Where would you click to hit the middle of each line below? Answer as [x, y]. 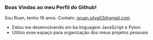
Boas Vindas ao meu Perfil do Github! [51, 7]
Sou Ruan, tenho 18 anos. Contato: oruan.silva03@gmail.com [68, 18]
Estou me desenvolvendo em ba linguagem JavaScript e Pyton [76, 27]
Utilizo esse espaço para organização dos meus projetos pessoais [80, 33]
